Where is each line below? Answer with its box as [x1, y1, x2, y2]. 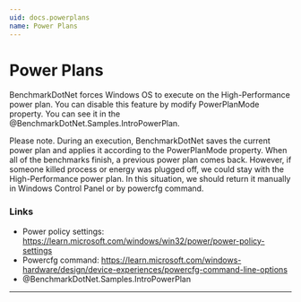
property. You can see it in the [9, 108, 121, 119]
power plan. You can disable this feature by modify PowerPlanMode [9, 99, 260, 110]
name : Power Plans [9, 22, 78, 30]
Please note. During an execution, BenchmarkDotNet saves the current [9, 135, 271, 146]
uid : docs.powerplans [9, 13, 90, 22]
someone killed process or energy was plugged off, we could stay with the [9, 164, 285, 175]
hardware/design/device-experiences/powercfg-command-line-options [21, 263, 288, 274]
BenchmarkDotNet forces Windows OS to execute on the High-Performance [9, 90, 291, 100]
